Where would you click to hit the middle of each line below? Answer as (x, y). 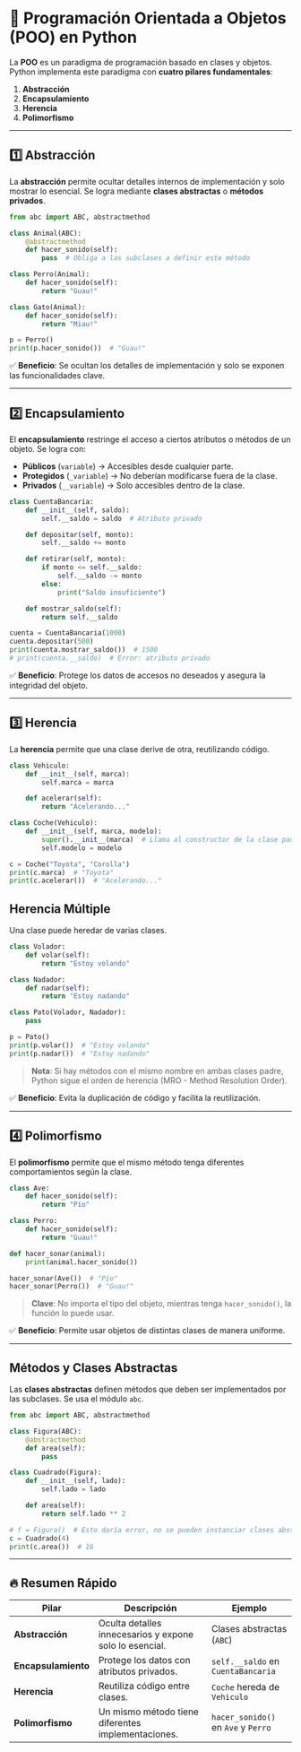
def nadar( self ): (58, 988)
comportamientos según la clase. (71, 1171)
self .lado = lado (73, 1489)
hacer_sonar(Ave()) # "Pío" (64, 1278)
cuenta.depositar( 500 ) (52, 642)
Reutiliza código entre (144, 1687)
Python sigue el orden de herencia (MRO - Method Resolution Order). (159, 1080)
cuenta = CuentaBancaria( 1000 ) (68, 633)
